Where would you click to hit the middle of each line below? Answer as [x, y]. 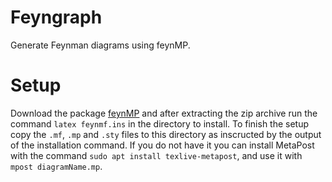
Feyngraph [56, 17]
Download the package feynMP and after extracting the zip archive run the [164, 113]
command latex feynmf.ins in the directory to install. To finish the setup [160, 123]
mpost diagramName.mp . [56, 166]
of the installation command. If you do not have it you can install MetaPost [162, 145]
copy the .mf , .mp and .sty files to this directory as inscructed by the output [166, 134]
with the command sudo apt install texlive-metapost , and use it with [156, 155]
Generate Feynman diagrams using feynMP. [100, 45]
